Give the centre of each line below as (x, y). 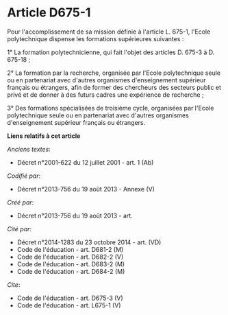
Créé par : (21, 202)
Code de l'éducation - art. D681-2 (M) (70, 249)
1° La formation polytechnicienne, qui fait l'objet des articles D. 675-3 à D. (111, 52)
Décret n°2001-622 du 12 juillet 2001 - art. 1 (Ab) (85, 162)
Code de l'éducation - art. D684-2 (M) (71, 271)
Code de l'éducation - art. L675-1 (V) (69, 305)
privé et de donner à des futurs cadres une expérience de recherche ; (105, 95)
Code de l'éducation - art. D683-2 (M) (71, 264)
